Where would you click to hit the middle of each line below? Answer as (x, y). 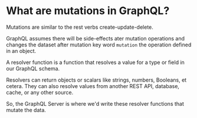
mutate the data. (26, 110)
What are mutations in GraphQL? (88, 11)
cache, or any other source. (40, 92)
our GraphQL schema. (33, 68)
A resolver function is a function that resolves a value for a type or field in (95, 62)
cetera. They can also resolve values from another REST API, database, (93, 86)
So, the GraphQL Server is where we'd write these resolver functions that (95, 103)
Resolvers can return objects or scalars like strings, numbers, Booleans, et (96, 80)
